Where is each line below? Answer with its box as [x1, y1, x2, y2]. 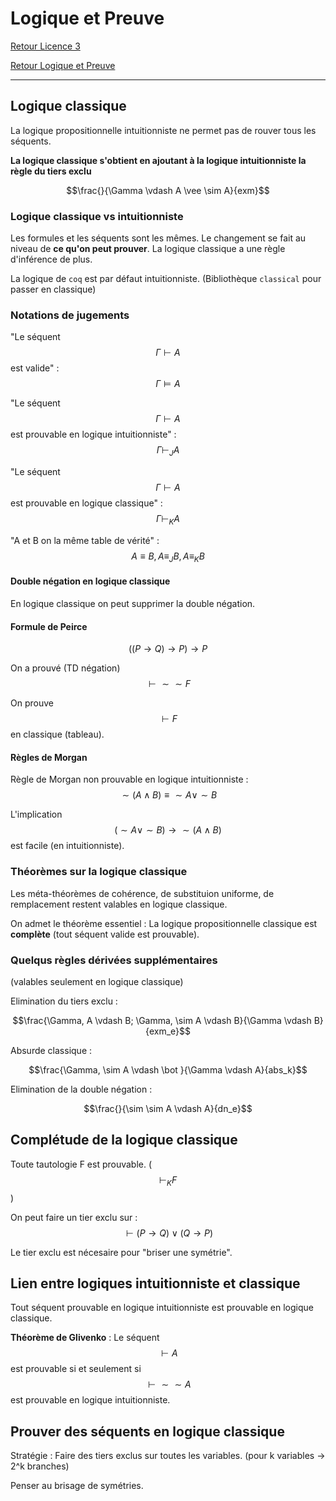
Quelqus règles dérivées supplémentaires [10, 953, 218, 967]
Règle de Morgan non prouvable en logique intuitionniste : [10, 773, 249, 786]
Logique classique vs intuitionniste [10, 209, 184, 223]
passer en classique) [10, 283, 97, 296]
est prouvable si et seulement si [10, 1363, 142, 1375]
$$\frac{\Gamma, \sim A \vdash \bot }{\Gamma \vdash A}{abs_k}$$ [28, 1063, 308, 1076]
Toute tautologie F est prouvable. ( [10, 1158, 153, 1170]
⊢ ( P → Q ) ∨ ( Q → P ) [125, 1227, 213, 1239]
